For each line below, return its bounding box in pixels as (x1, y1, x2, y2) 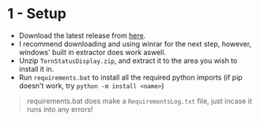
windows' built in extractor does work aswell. (18, 47, 167, 57)
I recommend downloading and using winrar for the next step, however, (18, 39, 252, 48)
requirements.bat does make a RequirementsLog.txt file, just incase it (26, 96, 252, 105)
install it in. (18, 64, 55, 73)
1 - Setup (7, 5, 66, 23)
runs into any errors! (26, 104, 93, 114)
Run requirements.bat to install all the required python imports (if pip (18, 72, 243, 82)
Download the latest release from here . (18, 31, 146, 40)
